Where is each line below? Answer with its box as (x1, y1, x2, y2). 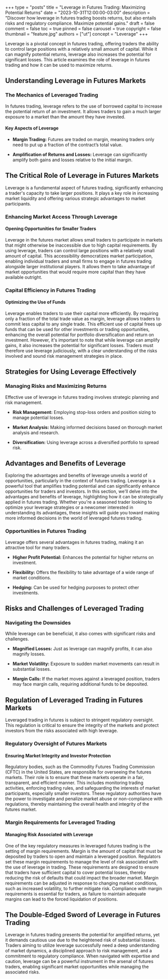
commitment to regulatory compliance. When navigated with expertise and (5, 953, 159, 959)
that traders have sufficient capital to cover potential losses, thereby (5, 869, 146, 876)
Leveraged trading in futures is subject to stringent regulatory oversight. (5, 717, 154, 723)
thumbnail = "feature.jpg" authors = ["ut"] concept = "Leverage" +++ (5, 31, 148, 37)
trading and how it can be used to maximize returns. (5, 62, 113, 68)
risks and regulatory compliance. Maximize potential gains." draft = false (5, 20, 155, 26)
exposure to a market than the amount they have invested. (5, 114, 125, 120)
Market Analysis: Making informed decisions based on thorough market (12, 424, 162, 430)
